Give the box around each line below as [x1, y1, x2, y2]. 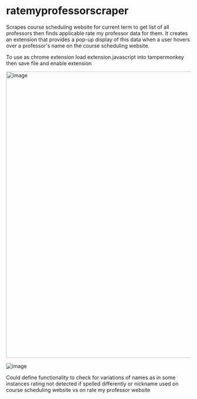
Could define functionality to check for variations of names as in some [6, 374, 176, 381]
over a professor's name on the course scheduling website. [6, 42, 150, 49]
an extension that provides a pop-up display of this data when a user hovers [6, 36, 191, 43]
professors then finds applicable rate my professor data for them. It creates [6, 29, 188, 36]
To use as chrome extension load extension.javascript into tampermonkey [6, 53, 185, 60]
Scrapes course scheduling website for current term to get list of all [6, 23, 169, 30]
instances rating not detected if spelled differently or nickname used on [6, 380, 179, 387]
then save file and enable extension [6, 60, 92, 67]
